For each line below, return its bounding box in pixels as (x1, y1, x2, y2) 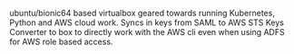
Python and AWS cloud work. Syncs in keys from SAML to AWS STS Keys (9, 17, 284, 28)
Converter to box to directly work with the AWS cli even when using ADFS (9, 27, 285, 37)
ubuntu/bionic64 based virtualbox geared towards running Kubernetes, (9, 8, 275, 18)
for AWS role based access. (9, 36, 113, 47)
